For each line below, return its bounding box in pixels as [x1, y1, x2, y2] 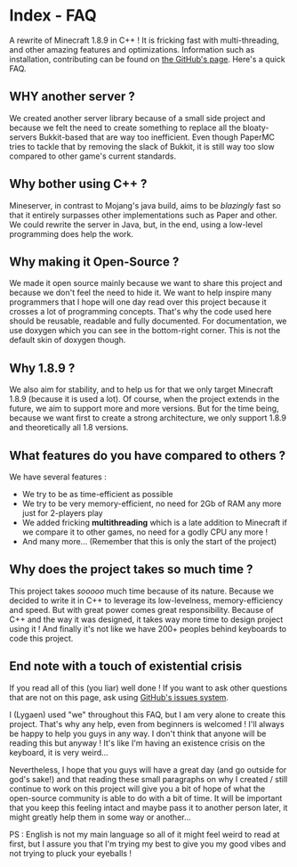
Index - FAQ [9, 5, 98, 26]
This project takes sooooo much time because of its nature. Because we [9, 585, 274, 596]
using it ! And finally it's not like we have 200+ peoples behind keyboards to [9, 623, 287, 634]
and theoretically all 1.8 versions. [9, 422, 129, 433]
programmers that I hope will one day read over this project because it [9, 297, 267, 307]
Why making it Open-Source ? [9, 254, 180, 269]
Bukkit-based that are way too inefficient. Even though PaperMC [38, 131, 276, 143]
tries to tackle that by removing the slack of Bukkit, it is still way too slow [9, 141, 275, 151]
